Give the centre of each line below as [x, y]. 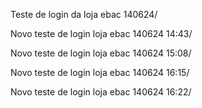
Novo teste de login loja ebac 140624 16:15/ [100, 72]
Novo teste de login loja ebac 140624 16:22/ [101, 92]
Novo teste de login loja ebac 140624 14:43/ [101, 33]
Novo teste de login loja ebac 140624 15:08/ [101, 53]
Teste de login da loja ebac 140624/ [84, 14]
